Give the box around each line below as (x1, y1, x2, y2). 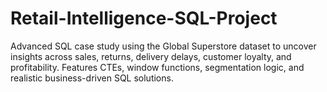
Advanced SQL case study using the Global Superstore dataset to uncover (10, 40, 317, 52)
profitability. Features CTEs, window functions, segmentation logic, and (10, 61, 305, 73)
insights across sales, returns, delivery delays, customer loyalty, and (10, 50, 292, 62)
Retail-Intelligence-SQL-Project (10, 7, 278, 30)
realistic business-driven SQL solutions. (10, 72, 174, 84)
